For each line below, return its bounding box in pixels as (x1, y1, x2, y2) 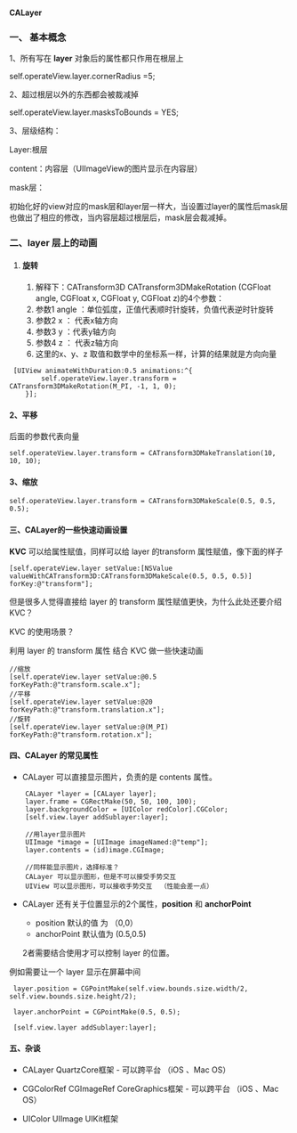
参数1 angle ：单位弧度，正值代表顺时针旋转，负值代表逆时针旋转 (35, 304, 274, 315)
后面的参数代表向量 (9, 431, 80, 442)
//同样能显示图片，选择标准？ (25, 862, 120, 872)
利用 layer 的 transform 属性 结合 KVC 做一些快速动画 (9, 645, 204, 656)
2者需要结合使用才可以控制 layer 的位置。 (21, 947, 175, 958)
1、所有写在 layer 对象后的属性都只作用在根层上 (9, 53, 184, 63)
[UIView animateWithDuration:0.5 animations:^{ (12, 366, 193, 376)
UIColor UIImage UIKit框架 (21, 1113, 119, 1124)
